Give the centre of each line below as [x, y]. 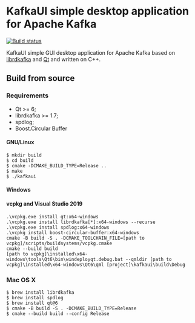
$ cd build [20, 160]
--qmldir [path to [148, 259]
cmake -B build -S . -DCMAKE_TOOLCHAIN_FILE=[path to [76, 238]
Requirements [28, 96]
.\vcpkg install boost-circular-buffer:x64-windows [73, 232]
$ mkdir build [24, 155]
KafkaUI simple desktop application [98, 11]
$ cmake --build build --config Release [58, 314]
